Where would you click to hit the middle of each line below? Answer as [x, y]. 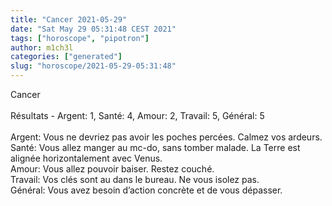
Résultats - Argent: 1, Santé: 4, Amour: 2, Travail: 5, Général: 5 [137, 115]
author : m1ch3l [42, 47]
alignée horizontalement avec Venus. [86, 158]
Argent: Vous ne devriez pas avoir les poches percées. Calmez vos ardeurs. [166, 137]
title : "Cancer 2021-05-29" [69, 19]
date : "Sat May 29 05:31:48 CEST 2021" [93, 29]
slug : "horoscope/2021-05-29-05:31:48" [93, 66]
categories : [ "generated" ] [66, 57]
